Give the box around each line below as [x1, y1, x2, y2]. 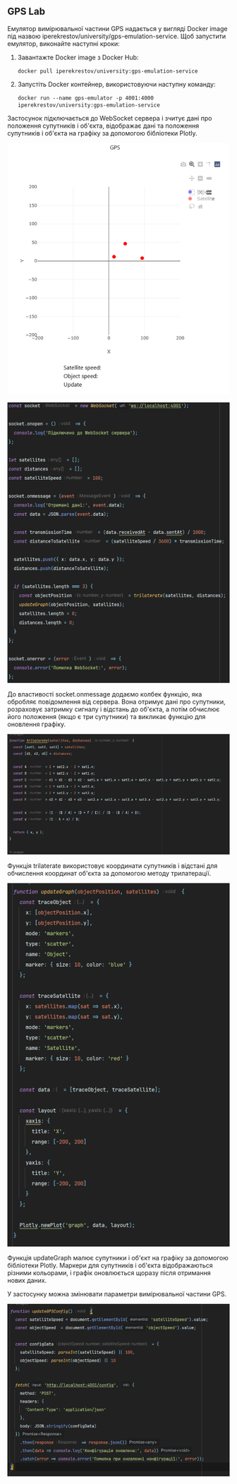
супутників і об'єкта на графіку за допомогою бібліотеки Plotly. [7, 128, 197, 137]
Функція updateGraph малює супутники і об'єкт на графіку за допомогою [7, 1254, 229, 1262]
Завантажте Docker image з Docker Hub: [17, 53, 139, 61]
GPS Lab [7, 6, 46, 18]
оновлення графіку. [7, 720, 66, 729]
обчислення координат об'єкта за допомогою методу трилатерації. [7, 869, 212, 878]
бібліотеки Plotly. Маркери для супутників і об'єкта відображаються [7, 1261, 213, 1269]
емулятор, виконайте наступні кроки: [7, 39, 120, 48]
